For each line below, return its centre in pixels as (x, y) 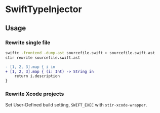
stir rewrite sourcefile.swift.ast (43, 58)
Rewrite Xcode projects (35, 94)
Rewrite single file (28, 43)
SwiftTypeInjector (44, 9)
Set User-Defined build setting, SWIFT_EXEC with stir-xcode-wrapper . (76, 105)
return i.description (37, 76)
